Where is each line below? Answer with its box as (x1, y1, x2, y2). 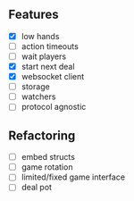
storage (21, 81, 50, 92)
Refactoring (8, 128, 76, 143)
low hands (21, 30, 60, 41)
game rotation (21, 162, 73, 172)
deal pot (21, 182, 53, 193)
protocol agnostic (21, 102, 87, 113)
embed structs (21, 152, 75, 163)
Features (8, 7, 59, 22)
